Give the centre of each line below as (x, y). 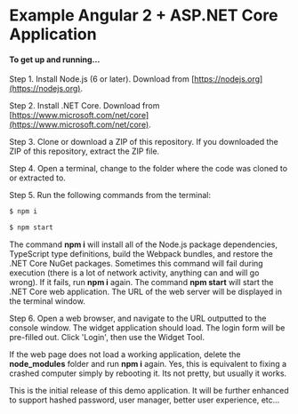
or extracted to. (38, 178)
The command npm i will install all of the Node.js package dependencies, (144, 244)
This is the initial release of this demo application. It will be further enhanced (149, 391)
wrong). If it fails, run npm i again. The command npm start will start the (141, 283)
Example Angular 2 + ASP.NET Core (144, 16)
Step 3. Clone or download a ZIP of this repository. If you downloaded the (144, 142)
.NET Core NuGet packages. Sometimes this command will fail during (137, 264)
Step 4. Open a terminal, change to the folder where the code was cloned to (148, 169)
